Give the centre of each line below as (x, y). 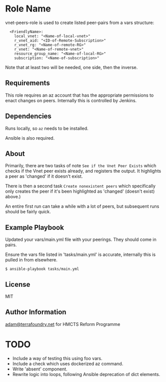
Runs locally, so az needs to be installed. (47, 128)
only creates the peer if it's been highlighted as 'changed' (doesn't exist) (80, 191)
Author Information (36, 312)
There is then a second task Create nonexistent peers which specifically (80, 186)
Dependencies (28, 116)
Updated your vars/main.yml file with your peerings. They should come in (81, 240)
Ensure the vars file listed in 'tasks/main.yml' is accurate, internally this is (80, 255)
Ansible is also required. (30, 138)
